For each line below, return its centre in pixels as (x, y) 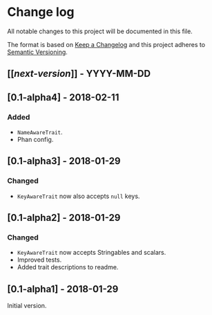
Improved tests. (39, 260)
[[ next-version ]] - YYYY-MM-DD (79, 74)
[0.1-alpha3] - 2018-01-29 (64, 161)
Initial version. (27, 306)
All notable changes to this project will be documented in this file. (100, 31)
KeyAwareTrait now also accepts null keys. (78, 196)
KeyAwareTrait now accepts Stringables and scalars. (91, 253)
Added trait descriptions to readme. (68, 267)
